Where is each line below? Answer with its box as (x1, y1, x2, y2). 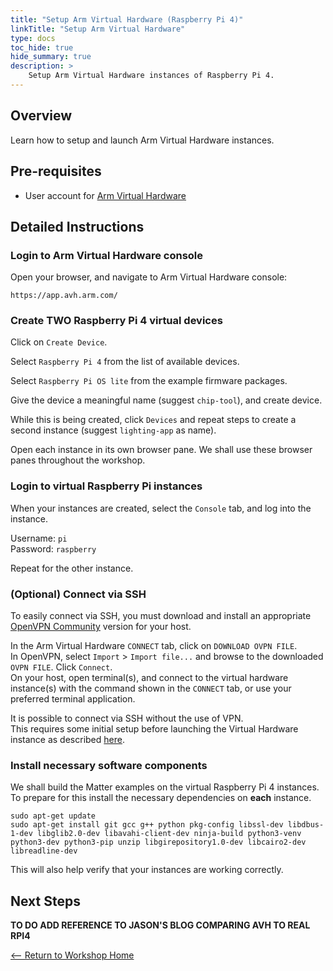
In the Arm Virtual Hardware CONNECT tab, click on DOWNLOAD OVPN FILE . (10, 640, 298, 652)
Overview (10, 107, 73, 125)
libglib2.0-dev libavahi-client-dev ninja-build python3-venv (36, 829, 302, 839)
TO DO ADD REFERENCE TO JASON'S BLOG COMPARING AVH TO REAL (10, 919, 311, 931)
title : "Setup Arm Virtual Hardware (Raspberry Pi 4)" (10, 14, 244, 25)
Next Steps (10, 892, 81, 910)
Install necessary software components (10, 759, 208, 772)
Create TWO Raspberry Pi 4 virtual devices (10, 314, 223, 328)
